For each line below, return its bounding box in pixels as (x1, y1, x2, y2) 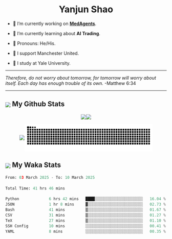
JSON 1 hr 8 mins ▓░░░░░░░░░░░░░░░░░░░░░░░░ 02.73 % (5, 202, 166, 207)
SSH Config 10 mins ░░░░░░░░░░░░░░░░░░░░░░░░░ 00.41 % (5, 223, 166, 228)
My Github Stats (12, 100, 65, 108)
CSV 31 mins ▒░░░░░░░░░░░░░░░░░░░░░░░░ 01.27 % (5, 212, 166, 218)
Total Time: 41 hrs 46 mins (5, 185, 66, 191)
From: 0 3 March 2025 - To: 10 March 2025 (5, 175, 95, 180)
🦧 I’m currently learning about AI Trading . (12, 30, 101, 36)
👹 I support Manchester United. (12, 50, 79, 56)
